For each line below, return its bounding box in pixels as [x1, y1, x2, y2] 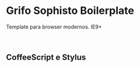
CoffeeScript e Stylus [6, 52, 86, 62]
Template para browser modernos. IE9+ [6, 23, 103, 30]
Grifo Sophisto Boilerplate [6, 4, 135, 17]
